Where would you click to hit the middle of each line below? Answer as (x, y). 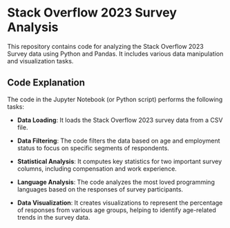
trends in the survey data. (54, 217)
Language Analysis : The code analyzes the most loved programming (116, 182)
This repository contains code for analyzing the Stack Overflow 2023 (105, 46)
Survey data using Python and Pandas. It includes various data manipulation (115, 54)
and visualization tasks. (40, 61)
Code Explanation (46, 83)
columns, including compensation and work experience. (97, 168)
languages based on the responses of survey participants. (100, 189)
